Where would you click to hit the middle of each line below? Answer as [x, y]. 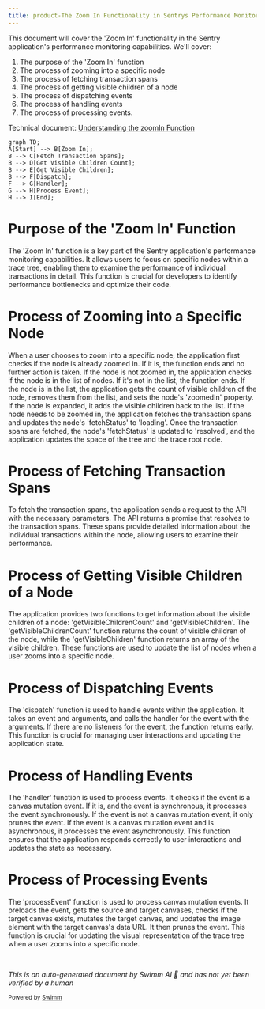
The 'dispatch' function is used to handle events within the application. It [126, 710]
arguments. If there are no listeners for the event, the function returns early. [131, 727]
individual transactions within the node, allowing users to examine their [123, 535]
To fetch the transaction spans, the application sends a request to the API [127, 510]
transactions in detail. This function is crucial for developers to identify [123, 276]
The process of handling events [71, 104]
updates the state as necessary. [60, 848]
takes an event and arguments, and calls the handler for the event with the [129, 719]
